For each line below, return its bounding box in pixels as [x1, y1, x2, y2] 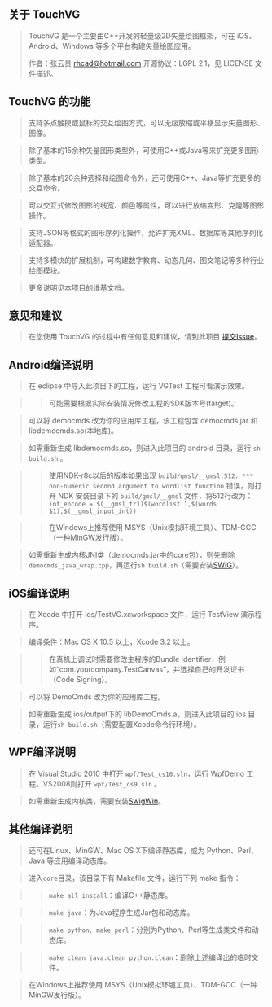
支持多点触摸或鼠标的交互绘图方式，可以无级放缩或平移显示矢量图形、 [28, 117, 265, 128]
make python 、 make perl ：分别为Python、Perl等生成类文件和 [48, 925, 252, 935]
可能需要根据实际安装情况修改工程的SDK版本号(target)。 [48, 398, 239, 409]
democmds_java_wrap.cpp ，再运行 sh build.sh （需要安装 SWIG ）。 [28, 560, 243, 570]
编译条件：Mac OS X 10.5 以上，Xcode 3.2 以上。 [28, 637, 195, 647]
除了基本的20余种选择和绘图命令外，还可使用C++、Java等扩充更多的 [28, 173, 261, 182]
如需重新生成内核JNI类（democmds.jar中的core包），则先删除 [28, 550, 235, 560]
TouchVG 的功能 [8, 94, 91, 108]
